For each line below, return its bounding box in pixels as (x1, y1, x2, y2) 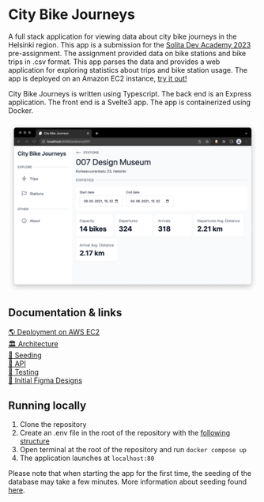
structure (19, 436, 50, 446)
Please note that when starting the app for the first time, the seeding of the (8, 469, 252, 478)
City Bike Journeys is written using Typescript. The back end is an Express (8, 89, 252, 98)
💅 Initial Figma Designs (8, 376, 83, 385)
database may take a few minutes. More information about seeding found (8, 477, 247, 487)
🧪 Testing (8, 368, 40, 377)
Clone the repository (19, 420, 87, 429)
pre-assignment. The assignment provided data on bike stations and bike (8, 48, 247, 58)
